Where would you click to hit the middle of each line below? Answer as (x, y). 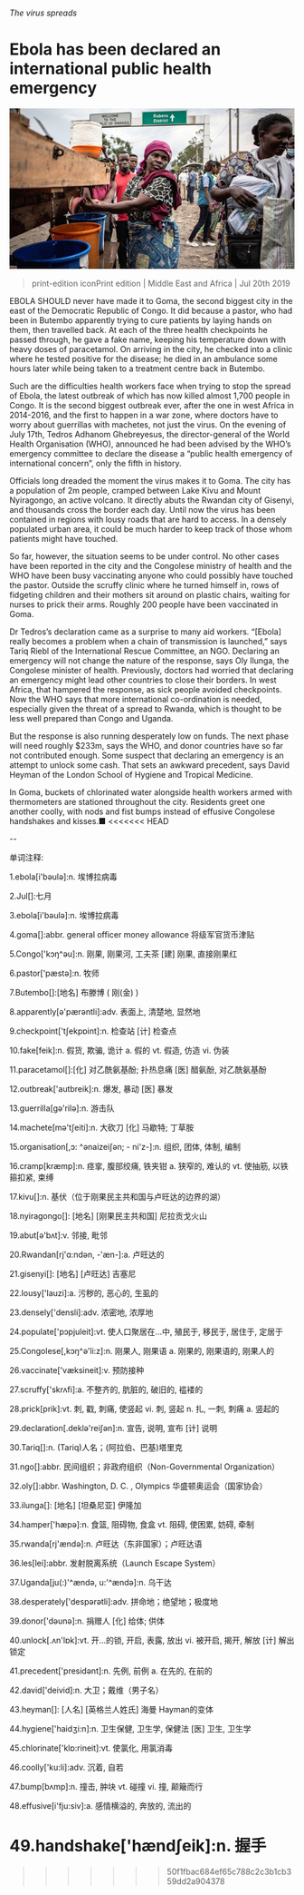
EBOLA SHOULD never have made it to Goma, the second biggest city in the (151, 301)
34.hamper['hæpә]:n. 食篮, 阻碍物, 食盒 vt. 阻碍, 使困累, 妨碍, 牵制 (132, 1525)
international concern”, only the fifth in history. (96, 464)
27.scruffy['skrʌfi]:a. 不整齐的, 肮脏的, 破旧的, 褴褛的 (106, 1389)
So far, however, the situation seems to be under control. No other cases (144, 556)
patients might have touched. (64, 539)
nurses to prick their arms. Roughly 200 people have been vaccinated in (144, 604)
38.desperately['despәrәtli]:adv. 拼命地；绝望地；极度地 (114, 1602)
